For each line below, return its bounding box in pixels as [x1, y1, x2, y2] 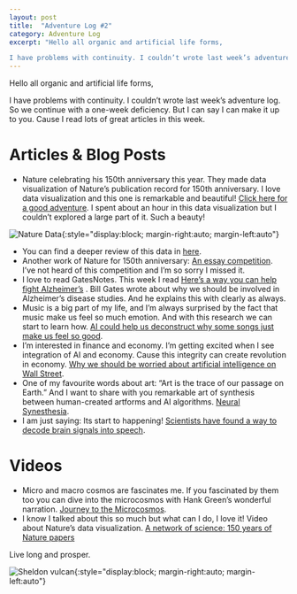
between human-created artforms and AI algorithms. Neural [21, 397, 240, 407]
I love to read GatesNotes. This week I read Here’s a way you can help [21, 274, 277, 285]
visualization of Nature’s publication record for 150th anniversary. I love [21, 183, 281, 195]
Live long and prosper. [9, 550, 91, 559]
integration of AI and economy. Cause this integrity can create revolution [21, 350, 287, 360]
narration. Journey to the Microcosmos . [21, 504, 167, 514]
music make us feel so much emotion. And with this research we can [21, 312, 272, 323]
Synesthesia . [21, 406, 70, 417]
